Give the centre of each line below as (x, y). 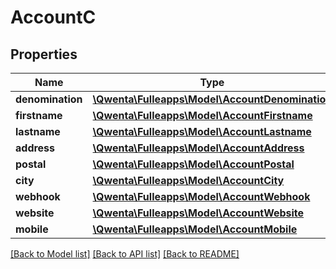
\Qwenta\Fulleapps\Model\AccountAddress (198, 148)
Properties (44, 54)
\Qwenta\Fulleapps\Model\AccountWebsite (198, 213)
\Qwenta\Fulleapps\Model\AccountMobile (195, 229)
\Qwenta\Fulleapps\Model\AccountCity (188, 180)
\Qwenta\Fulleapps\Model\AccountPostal (193, 164)
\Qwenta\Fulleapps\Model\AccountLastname (202, 131)
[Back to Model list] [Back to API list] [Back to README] (125, 254)
